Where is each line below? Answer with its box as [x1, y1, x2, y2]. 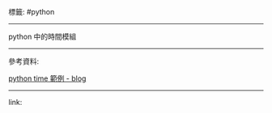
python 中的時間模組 [8, 31, 77, 41]
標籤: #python [8, 7, 55, 16]
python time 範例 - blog [8, 73, 87, 83]
